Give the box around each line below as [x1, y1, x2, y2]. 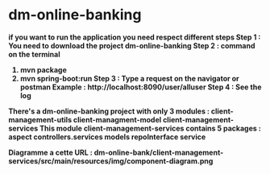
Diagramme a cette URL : [8, 147, 93, 157]
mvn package [19, 64, 67, 74]
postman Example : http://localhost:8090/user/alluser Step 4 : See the [19, 82, 262, 92]
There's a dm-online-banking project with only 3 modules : [8, 106, 210, 116]
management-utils [8, 114, 73, 124]
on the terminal [8, 49, 60, 59]
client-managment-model [73, 114, 162, 124]
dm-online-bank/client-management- [93, 147, 224, 157]
